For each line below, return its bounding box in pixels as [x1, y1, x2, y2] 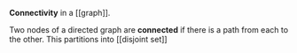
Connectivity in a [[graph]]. [9, 8, 111, 18]
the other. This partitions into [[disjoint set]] [9, 34, 168, 44]
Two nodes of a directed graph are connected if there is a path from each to [9, 25, 289, 34]
